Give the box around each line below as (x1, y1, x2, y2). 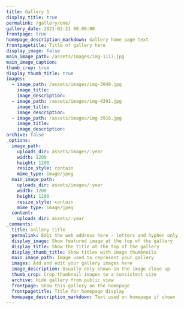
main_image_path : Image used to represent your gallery (11, 255, 154, 261)
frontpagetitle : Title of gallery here (6, 43, 106, 49)
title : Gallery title (11, 227, 66, 233)
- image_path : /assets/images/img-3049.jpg (11, 82, 122, 88)
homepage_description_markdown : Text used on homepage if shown (11, 294, 176, 300)
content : (11, 210, 34, 216)
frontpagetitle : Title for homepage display (11, 288, 125, 295)
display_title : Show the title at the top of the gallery (11, 243, 160, 249)
